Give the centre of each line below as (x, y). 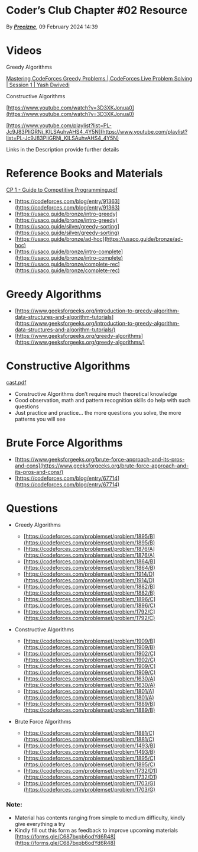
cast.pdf (16, 382)
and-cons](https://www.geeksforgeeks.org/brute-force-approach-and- (102, 466)
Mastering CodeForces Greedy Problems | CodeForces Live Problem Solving (99, 78)
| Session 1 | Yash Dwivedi (38, 85)
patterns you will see (40, 419)
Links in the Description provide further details (63, 149)
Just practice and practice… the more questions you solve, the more (98, 412)
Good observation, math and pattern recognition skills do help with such (103, 400)
